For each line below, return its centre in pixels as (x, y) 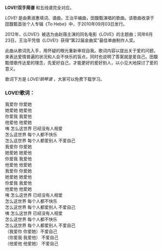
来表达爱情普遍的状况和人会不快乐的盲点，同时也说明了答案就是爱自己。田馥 (81, 57)
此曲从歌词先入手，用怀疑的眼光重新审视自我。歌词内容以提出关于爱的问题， (81, 51)
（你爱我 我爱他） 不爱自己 (32, 237)
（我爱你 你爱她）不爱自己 (31, 232)
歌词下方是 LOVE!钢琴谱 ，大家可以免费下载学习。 (55, 79)
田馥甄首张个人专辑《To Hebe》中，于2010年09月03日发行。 (66, 24)
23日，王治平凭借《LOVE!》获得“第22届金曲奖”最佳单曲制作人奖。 (71, 40)
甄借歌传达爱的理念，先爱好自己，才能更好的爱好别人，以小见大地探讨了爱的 (81, 63)
